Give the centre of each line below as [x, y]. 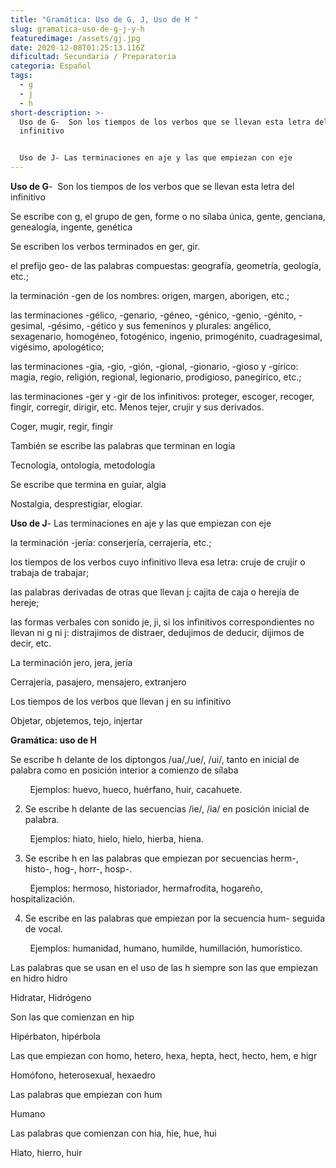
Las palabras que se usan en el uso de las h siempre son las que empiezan [164, 967]
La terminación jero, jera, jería [71, 662]
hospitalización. [42, 899]
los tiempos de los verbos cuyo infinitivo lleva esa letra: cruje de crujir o [158, 562]
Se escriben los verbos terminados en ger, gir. [105, 246]
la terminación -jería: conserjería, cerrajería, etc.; [111, 542]
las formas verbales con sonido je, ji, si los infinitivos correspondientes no [162, 622]
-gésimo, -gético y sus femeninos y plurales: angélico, [159, 325]
